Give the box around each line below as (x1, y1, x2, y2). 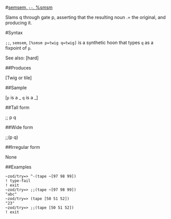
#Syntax (5, 30, 23, 35)
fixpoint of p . (5, 45, 32, 51)
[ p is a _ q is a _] (5, 95, 38, 100)
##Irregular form (5, 144, 40, 150)
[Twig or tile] (5, 75, 32, 81)
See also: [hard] (5, 55, 39, 61)
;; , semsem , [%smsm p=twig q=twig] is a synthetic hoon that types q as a (5, 39, 154, 46)
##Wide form (5, 124, 33, 130)
